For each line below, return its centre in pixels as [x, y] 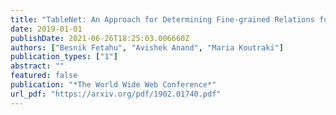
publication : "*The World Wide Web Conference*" [113, 85]
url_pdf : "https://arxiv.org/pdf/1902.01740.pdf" [116, 94]
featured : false [44, 76]
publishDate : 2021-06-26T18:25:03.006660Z [100, 38]
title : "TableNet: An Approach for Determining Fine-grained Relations [162, 19]
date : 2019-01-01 [46, 29]
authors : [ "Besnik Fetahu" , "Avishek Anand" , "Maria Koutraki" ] [147, 47]
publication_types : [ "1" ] [64, 57]
